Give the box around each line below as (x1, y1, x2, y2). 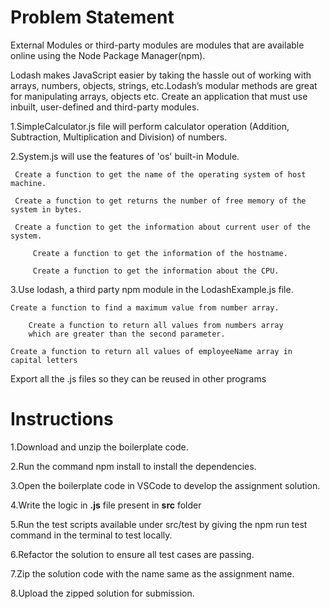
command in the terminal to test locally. (10, 529, 173, 541)
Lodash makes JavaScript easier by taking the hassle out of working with (10, 69, 312, 81)
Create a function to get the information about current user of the (14, 222, 311, 232)
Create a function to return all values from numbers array (28, 320, 284, 330)
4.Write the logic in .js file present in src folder (10, 499, 202, 511)
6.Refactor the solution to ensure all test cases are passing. (10, 548, 255, 560)
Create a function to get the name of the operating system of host (14, 169, 307, 180)
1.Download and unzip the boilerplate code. (10, 441, 189, 453)
